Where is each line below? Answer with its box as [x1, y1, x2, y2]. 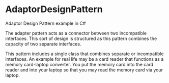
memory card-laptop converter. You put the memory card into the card [5, 61, 154, 67]
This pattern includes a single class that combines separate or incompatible [5, 51, 164, 57]
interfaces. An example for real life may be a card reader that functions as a [5, 56, 164, 62]
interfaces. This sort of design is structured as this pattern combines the [5, 35, 157, 41]
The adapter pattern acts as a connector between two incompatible [5, 30, 147, 36]
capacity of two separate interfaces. [5, 40, 81, 47]
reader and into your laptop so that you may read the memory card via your [5, 67, 163, 73]
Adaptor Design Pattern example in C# [5, 20, 86, 26]
